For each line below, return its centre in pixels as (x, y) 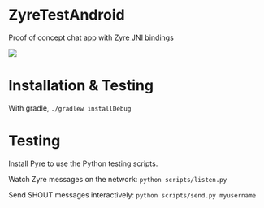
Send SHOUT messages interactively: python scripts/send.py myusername (132, 195)
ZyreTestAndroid (67, 15)
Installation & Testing (81, 86)
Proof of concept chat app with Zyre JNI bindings (91, 37)
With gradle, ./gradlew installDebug (70, 108)
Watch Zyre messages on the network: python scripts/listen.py (118, 179)
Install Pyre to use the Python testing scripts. (83, 163)
